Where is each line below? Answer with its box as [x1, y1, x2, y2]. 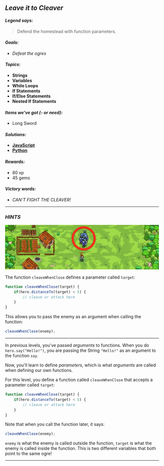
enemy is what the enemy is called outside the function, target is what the [5, 440, 152, 446]
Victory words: [5, 186, 36, 192]
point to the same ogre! [5, 451, 52, 457]
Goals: [5, 40, 19, 45]
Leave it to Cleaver [5, 4, 63, 12]
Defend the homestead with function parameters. [17, 28, 116, 34]
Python [12, 147, 28, 153]
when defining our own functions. [5, 367, 73, 373]
